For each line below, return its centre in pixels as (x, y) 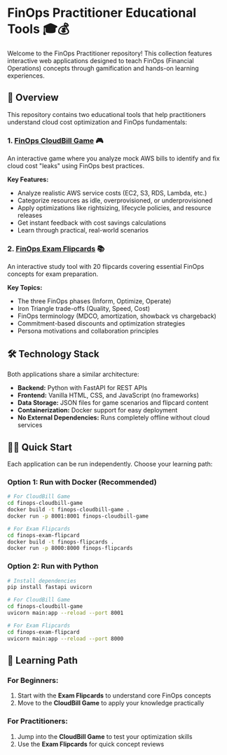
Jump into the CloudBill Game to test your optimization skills (105, 736)
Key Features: (28, 179)
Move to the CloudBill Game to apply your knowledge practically (111, 703)
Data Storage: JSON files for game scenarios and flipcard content (113, 403)
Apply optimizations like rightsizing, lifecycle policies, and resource (114, 208)
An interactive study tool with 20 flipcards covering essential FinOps (106, 267)
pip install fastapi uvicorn (50, 587)
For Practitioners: (37, 721)
